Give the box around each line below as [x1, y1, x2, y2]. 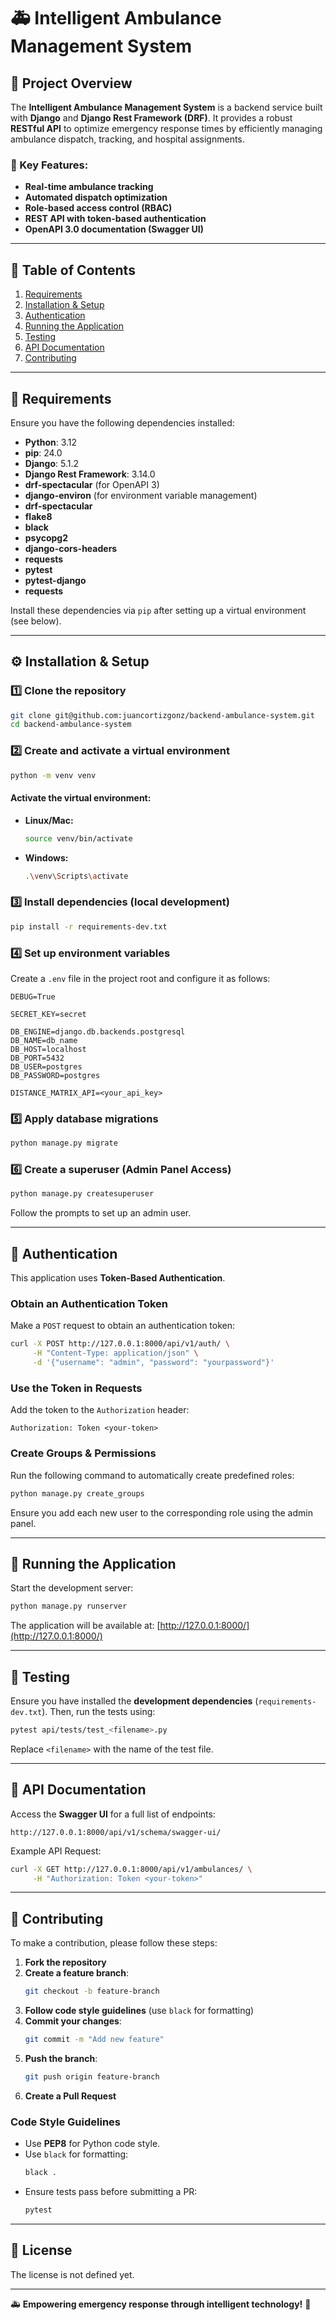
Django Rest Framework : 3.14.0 [24, 468, 156, 480]
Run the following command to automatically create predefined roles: [10, 1469, 295, 1481]
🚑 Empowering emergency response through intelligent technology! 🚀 [10, 2298, 312, 2310]
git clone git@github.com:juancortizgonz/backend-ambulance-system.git [10, 710, 315, 720]
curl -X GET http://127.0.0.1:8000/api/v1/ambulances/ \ [10, 1864, 253, 1874]
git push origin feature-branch [24, 2072, 160, 2082]
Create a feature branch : [24, 1967, 130, 1979]
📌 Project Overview [10, 75, 133, 92]
